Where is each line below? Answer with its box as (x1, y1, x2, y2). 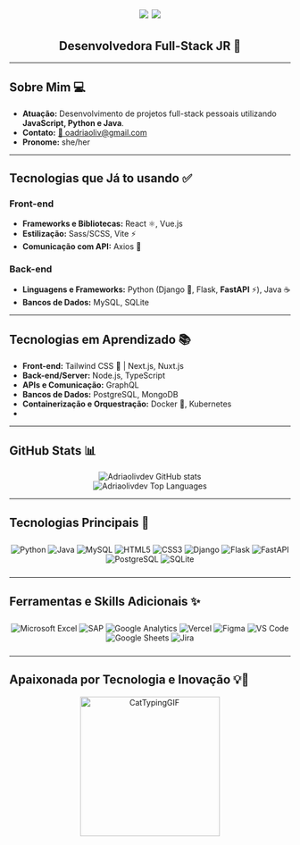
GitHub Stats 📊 (9, 443, 96, 458)
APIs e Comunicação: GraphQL (21, 379, 140, 390)
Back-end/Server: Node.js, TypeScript (21, 370, 165, 381)
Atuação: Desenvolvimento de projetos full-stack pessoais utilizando (21, 108, 277, 119)
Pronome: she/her (21, 137, 91, 147)
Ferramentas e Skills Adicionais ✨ (9, 593, 201, 609)
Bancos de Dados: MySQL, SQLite (21, 297, 150, 307)
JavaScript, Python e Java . (21, 117, 125, 128)
